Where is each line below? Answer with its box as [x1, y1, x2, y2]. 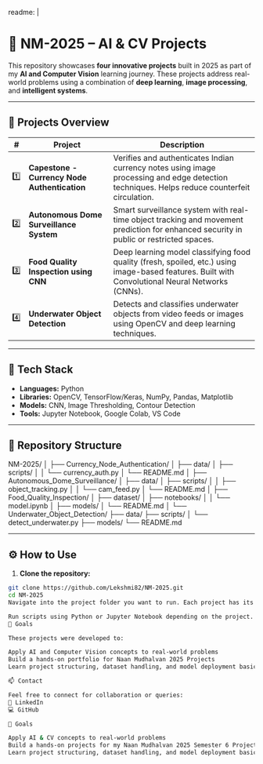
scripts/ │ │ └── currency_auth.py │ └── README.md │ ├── [8, 467, 207, 478]
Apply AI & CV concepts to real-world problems [8, 734, 167, 742]
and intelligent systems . [8, 85, 88, 95]
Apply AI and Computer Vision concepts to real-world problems [8, 648, 219, 657]
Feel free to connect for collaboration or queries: [8, 691, 184, 699]
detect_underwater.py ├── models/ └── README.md [8, 518, 182, 527]
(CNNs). [113, 286, 143, 297]
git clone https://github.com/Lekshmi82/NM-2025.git [8, 584, 184, 592]
